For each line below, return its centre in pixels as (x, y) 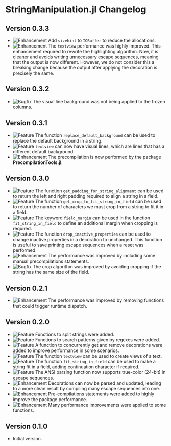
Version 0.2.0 (28, 322)
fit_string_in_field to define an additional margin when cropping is (85, 223)
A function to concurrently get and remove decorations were (99, 345)
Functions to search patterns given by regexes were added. (98, 340)
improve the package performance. (50, 400)
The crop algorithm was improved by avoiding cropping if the (97, 267)
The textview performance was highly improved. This (104, 46)
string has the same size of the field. (51, 272)
